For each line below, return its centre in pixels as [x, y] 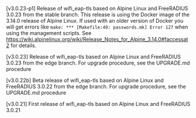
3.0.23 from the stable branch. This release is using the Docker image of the [98, 15]
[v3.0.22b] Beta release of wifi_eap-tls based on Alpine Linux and [85, 80]
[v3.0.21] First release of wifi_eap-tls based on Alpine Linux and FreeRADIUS [98, 104]
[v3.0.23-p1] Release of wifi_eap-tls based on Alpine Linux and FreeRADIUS [97, 8]
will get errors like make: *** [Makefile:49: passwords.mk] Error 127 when [97, 27]
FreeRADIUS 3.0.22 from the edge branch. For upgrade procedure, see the [96, 86]
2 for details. [21, 45]
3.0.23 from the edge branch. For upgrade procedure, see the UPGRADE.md [98, 63]
